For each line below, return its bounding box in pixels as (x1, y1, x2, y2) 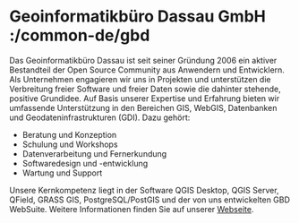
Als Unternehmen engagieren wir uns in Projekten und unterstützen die (9, 73, 271, 84)
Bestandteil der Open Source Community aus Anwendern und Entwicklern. (9, 64, 285, 75)
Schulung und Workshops (21, 139, 118, 150)
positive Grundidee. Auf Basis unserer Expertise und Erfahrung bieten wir (9, 92, 280, 104)
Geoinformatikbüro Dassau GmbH (9, 6, 266, 27)
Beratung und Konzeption (21, 129, 117, 140)
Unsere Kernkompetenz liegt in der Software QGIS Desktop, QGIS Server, (9, 184, 279, 195)
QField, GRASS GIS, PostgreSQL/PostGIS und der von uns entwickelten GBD (9, 194, 291, 205)
